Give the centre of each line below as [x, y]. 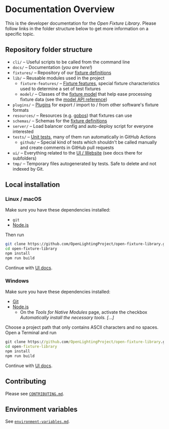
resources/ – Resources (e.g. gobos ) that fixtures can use [72, 115]
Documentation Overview [60, 9]
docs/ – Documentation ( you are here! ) [52, 67]
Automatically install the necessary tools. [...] [67, 318]
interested [23, 131]
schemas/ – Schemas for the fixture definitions [60, 121]
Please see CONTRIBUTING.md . [35, 393]
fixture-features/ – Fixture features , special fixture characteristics [90, 83]
